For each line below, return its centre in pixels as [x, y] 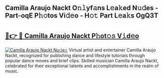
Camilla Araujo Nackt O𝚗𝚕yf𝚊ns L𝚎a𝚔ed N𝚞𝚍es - [82, 8]
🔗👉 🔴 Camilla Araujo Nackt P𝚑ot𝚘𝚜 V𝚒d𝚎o [72, 36]
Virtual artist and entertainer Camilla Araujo [112, 50]
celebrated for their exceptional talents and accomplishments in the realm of [82, 66]
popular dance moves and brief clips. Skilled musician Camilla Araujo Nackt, [82, 61]
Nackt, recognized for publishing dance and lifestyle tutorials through [75, 55]
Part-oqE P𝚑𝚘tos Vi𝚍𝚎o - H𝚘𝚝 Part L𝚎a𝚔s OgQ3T [82, 16]
